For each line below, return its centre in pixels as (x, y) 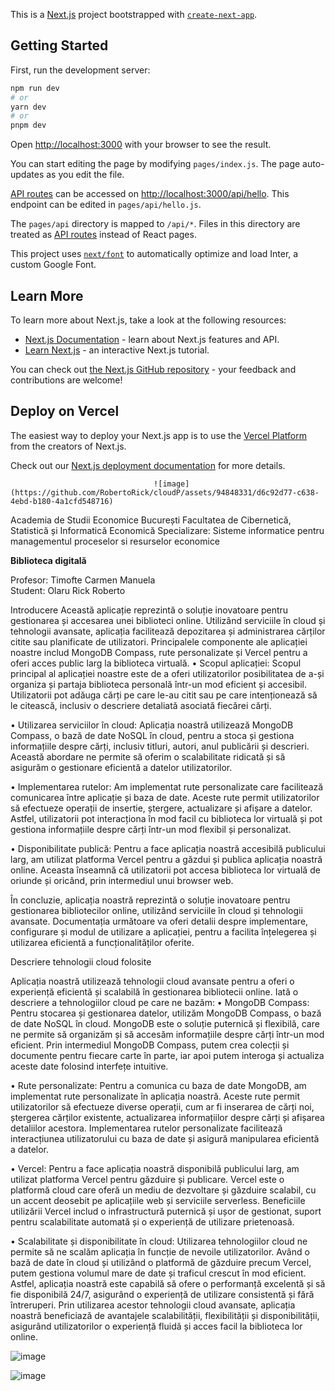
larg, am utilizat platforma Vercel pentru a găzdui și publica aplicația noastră (166, 859)
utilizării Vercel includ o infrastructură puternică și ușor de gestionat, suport (166, 1211)
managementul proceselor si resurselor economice (115, 541)
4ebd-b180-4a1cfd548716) (62, 501)
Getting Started (59, 45)
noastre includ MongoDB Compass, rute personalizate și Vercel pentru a (159, 652)
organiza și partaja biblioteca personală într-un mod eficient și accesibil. (158, 684)
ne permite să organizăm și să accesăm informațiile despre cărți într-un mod (167, 1034)
